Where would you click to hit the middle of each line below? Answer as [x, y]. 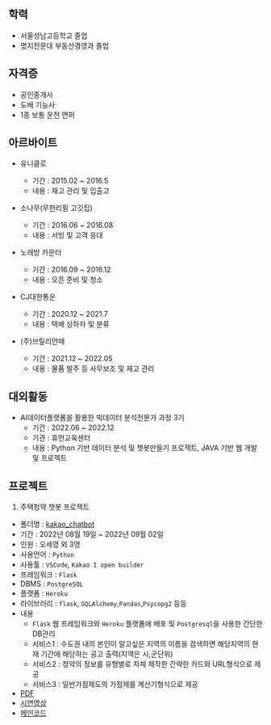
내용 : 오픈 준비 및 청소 [67, 280]
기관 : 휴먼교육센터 [61, 438]
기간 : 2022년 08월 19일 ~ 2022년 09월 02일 [92, 534]
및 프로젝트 [49, 458]
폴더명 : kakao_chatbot [57, 525]
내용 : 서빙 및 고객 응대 [67, 235]
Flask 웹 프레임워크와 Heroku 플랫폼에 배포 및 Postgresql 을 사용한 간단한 [147, 624]
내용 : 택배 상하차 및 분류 [71, 324]
